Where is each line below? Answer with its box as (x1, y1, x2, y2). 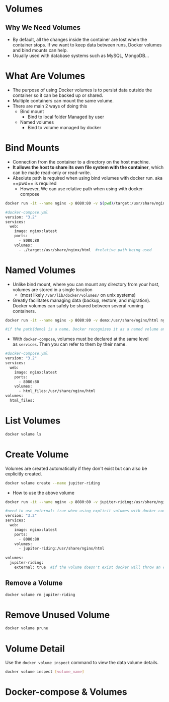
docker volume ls (5, 431, 42, 437)
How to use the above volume (12, 490, 74, 496)
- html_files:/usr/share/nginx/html (18, 389, 96, 394)
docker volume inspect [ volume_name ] (5, 669, 84, 674)
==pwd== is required (12, 180, 57, 186)
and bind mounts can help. (12, 47, 68, 53)
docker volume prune (5, 626, 49, 631)
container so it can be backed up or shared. (12, 92, 103, 98)
